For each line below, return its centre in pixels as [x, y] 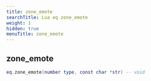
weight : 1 [19, 23]
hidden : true [23, 28]
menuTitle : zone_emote [35, 34]
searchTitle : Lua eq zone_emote [47, 17]
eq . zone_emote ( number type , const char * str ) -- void [76, 72]
